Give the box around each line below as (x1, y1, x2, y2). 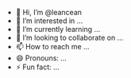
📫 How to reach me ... (15, 42, 90, 51)
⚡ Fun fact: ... (15, 62, 60, 72)
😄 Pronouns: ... (15, 53, 67, 63)
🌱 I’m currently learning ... (15, 25, 101, 33)
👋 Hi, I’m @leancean (15, 8, 82, 17)
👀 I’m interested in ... (15, 16, 83, 25)
